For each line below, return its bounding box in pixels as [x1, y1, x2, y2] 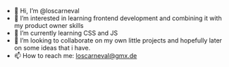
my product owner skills [13, 22, 84, 29]
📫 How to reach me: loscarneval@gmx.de [13, 52, 137, 59]
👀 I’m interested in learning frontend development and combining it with [13, 14, 222, 22]
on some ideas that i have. [13, 44, 91, 52]
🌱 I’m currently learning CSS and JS [13, 29, 118, 37]
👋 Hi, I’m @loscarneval [13, 7, 80, 15]
